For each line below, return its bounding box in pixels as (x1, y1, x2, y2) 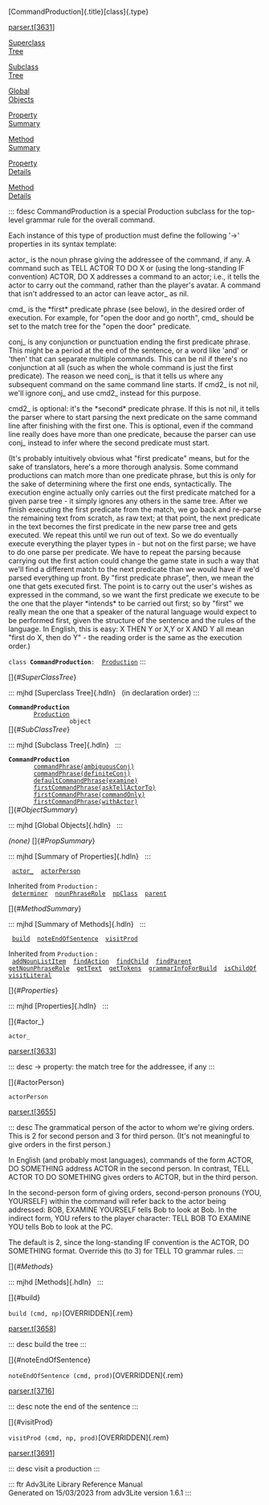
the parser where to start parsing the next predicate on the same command (8, 413, 258, 422)
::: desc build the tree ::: (8, 1340, 87, 1348)
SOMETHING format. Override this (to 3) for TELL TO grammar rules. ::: (8, 1246, 243, 1255)
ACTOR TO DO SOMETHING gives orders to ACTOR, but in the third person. (8, 1173, 259, 1181)
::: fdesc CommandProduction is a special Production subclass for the (8, 206, 239, 216)
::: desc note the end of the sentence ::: (8, 1401, 139, 1411)
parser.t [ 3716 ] (8, 1386, 55, 1396)
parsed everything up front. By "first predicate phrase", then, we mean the (8, 573, 255, 582)
